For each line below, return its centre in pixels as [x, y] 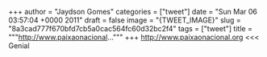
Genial [19, 46]
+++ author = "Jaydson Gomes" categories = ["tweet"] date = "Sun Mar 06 [133, 12]
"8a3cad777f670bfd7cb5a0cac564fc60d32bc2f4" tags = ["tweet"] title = [130, 28]
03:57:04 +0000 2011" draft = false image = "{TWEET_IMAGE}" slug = [125, 20]
